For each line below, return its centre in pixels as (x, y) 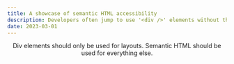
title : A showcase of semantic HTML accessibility (82, 13)
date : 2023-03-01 (32, 26)
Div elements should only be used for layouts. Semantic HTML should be (117, 46)
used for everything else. (117, 53)
